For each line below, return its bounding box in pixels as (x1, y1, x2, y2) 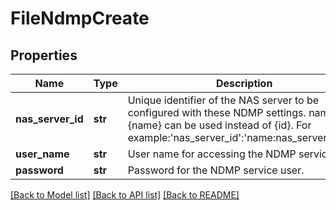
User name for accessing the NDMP (127, 147, 297, 161)
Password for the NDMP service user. (127, 163, 305, 177)
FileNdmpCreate (10, 7, 150, 30)
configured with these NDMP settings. (127, 106, 307, 119)
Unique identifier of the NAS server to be (127, 93, 320, 107)
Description (215, 77, 273, 90)
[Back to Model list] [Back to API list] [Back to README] (10, 189, 240, 201)
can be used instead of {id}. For (164, 118, 312, 132)
